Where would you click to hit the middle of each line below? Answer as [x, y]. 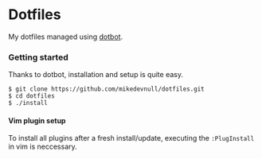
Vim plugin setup [37, 120]
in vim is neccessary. [43, 147]
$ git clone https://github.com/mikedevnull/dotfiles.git [106, 89]
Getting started [39, 57]
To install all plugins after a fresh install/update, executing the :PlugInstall [131, 138]
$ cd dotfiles [32, 96]
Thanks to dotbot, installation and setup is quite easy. [96, 75]
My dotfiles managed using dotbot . [66, 37]
